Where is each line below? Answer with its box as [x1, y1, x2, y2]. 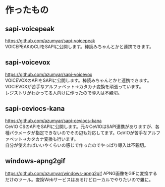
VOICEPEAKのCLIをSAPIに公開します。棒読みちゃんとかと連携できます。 [5, 44, 154, 50]
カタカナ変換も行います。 [26, 136, 78, 142]
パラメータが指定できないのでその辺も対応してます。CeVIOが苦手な [9, 129, 148, 135]
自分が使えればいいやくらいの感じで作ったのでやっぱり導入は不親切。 [5, 142, 149, 148]
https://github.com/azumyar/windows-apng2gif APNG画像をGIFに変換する [5, 171, 158, 177]
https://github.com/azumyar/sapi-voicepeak [5, 38, 95, 44]
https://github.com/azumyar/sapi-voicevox [5, 71, 93, 77]
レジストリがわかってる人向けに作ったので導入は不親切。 [5, 90, 122, 96]
